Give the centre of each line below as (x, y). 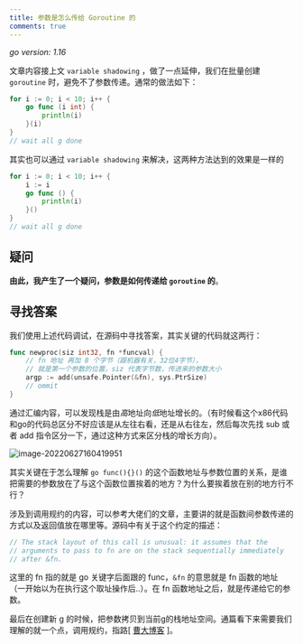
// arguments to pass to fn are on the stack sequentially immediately (147, 551)
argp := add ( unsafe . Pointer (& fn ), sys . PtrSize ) (116, 378)
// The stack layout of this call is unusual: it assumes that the (139, 542)
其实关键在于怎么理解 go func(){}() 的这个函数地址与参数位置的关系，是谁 (148, 471)
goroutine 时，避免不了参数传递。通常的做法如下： (104, 81)
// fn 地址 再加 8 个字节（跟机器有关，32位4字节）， (114, 361)
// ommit (42, 386)
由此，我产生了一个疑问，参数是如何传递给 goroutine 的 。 (116, 280)
